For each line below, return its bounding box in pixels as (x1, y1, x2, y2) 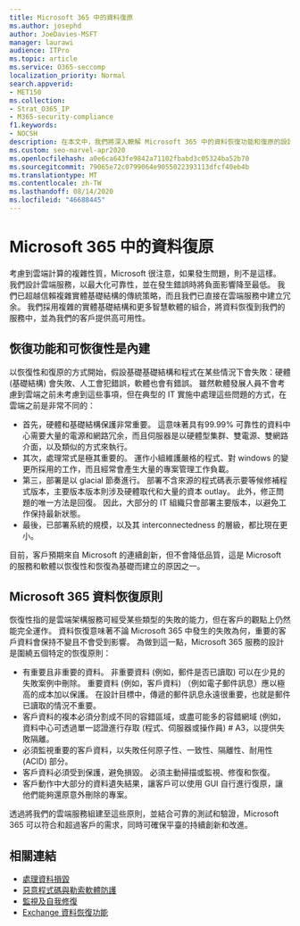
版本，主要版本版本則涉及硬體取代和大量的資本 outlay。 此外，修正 (29, 485, 277, 496)
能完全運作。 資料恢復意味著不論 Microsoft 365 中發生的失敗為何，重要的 (9, 625, 279, 636)
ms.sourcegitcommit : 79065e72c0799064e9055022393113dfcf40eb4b (9, 162, 250, 171)
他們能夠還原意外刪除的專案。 (21, 790, 132, 800)
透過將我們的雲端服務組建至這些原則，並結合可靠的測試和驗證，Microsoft (9, 808, 279, 819)
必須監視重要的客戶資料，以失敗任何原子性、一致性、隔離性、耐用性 (21, 745, 273, 756)
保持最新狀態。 (29, 508, 86, 518)
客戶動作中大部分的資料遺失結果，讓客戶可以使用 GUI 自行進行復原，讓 (21, 778, 284, 790)
